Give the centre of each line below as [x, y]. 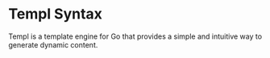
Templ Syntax [56, 14]
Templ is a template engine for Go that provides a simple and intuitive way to [135, 36]
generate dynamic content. [53, 44]
